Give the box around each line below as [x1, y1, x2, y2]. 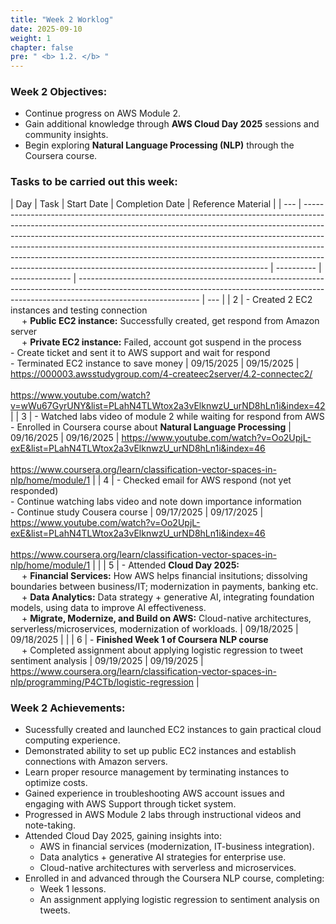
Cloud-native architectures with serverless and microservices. [39, 862, 297, 874]
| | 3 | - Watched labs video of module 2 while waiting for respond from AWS [10, 410, 325, 422]
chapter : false [10, 42, 74, 53]
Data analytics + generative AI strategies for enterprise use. [39, 851, 287, 863]
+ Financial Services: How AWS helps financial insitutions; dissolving [21, 569, 308, 581]
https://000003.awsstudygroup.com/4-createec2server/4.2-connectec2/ [10, 367, 313, 380]
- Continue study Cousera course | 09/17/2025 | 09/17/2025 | [10, 506, 264, 518]
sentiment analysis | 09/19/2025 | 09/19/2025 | [10, 654, 204, 666]
